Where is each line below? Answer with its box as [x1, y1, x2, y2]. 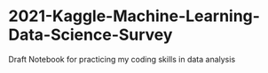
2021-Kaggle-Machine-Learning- [8, 6, 261, 26]
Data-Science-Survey [8, 25, 173, 45]
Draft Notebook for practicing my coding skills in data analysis [8, 54, 236, 64]
